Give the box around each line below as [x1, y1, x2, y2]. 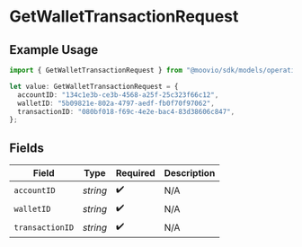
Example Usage [9, 42, 99, 57]
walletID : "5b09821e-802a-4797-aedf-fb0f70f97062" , [17, 99, 216, 108]
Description [164, 167, 216, 180]
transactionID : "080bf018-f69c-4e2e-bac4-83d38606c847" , [17, 107, 235, 116]
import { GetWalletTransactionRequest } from [9, 66, 182, 75]
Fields [9, 140, 45, 155]
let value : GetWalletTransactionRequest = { [9, 82, 179, 91]
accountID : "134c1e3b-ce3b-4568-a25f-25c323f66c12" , [17, 90, 219, 100]
